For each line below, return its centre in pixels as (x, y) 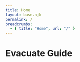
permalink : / (19, 19)
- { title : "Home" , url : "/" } (43, 29)
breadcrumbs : (19, 24)
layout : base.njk (23, 15)
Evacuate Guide (39, 54)
